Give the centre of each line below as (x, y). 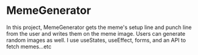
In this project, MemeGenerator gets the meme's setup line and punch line (99, 27)
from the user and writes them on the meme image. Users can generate (96, 33)
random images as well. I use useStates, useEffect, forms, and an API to (96, 40)
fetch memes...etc (29, 47)
